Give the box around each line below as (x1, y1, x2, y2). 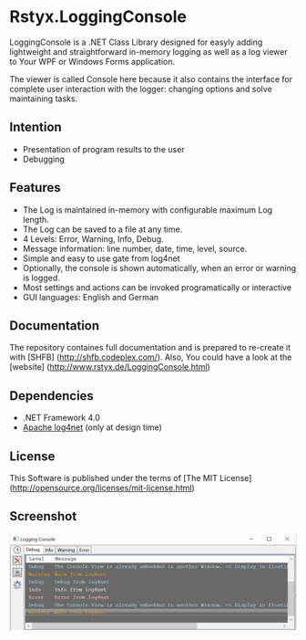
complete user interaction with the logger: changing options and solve (9, 83, 273, 94)
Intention (9, 120, 62, 135)
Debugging (22, 153, 66, 164)
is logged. (22, 272, 61, 283)
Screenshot (9, 509, 77, 524)
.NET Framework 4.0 (22, 413, 100, 424)
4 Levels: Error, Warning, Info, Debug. (22, 233, 164, 244)
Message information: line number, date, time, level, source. (22, 243, 248, 254)
